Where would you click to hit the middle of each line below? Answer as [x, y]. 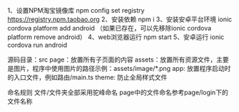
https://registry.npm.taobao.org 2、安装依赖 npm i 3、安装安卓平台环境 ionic [120, 19]
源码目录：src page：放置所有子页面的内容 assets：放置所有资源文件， [112, 60]
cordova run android [37, 45]
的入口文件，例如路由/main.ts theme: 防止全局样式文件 [87, 77]
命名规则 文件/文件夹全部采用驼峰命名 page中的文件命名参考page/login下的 [118, 92]
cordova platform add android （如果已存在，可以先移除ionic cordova [110, 28]
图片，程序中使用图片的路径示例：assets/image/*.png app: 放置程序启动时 [122, 68]
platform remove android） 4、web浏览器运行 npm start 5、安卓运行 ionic [116, 37]
